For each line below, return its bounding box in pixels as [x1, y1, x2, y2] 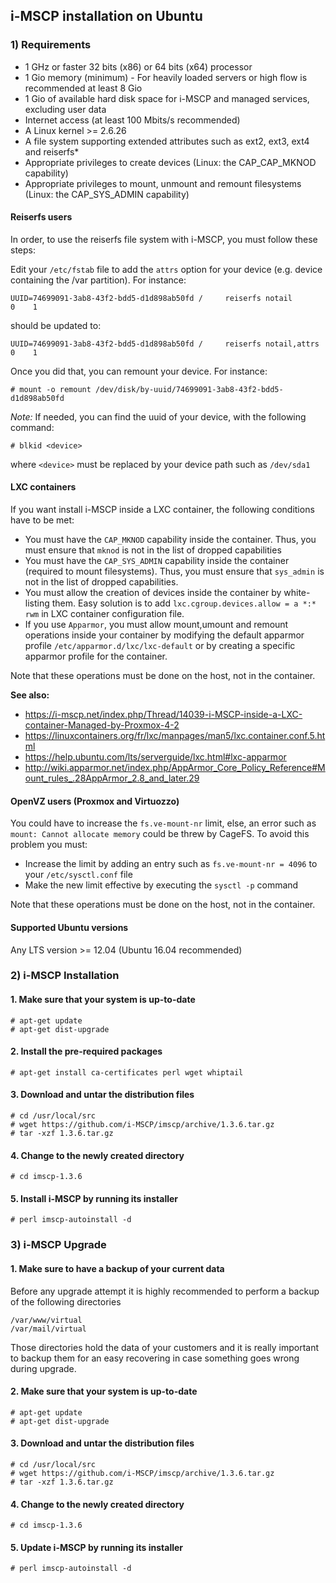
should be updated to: [10, 319, 102, 331]
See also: [10, 689, 50, 701]
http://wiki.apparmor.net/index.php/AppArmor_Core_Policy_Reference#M [24, 762, 326, 774]
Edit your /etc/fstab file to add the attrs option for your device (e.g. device [10, 263, 323, 275]
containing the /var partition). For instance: [10, 274, 187, 286]
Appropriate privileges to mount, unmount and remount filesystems [24, 177, 302, 189]
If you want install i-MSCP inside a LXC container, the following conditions [10, 504, 315, 516]
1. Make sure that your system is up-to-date [10, 994, 196, 1006]
